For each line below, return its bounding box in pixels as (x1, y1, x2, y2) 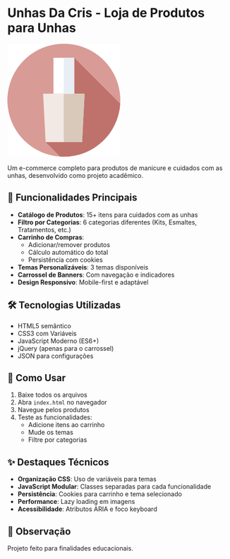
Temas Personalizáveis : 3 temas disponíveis (17, 263, 149, 271)
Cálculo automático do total (28, 248, 109, 256)
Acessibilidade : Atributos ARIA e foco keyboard (17, 505, 157, 513)
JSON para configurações (17, 351, 94, 360)
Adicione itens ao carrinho (28, 421, 105, 429)
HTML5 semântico (17, 321, 72, 330)
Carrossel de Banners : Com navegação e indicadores (17, 270, 175, 279)
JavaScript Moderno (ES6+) (17, 337, 99, 345)
